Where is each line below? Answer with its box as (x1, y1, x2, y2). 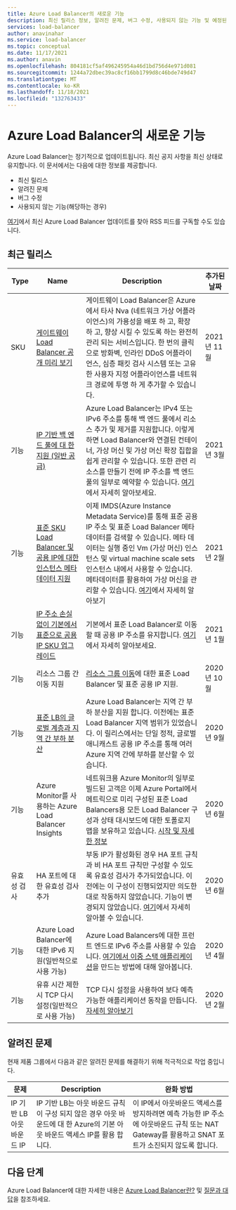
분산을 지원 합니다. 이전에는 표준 (93, 707, 195, 717)
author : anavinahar (7, 30, 65, 37)
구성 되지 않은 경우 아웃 (44, 1108, 117, 1118)
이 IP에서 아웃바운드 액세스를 (132, 1098, 223, 1107)
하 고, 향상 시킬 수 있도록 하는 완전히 (85, 327, 199, 337)
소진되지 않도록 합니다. (147, 1140, 218, 1150)
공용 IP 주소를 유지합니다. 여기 (103, 630, 197, 639)
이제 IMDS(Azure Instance (85, 500, 171, 510)
